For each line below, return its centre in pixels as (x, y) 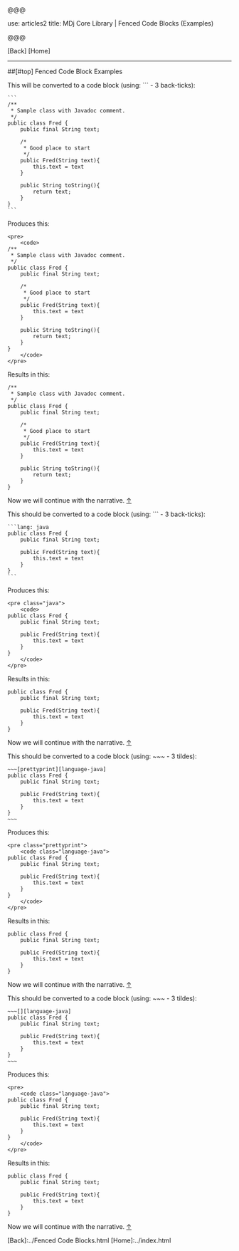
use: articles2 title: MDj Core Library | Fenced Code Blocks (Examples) (111, 23)
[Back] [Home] (29, 51)
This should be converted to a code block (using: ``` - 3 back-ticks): (107, 514)
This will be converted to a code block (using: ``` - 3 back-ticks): (101, 85)
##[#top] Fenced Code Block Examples (65, 71)
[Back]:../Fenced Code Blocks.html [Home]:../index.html (89, 1240)
